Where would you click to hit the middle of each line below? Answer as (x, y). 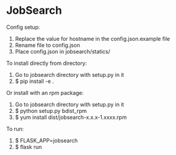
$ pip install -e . (34, 81)
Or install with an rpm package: (45, 93)
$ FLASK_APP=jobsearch (46, 140)
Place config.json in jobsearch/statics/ (62, 51)
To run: (15, 129)
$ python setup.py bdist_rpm (51, 111)
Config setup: (23, 27)
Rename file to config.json (47, 45)
